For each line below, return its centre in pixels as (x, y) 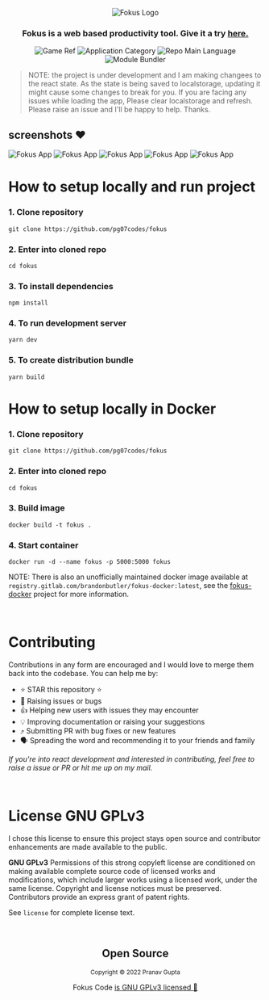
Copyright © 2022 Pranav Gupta (135, 972)
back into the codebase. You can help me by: (83, 674)
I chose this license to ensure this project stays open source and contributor (134, 838)
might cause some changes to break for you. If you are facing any (137, 92)
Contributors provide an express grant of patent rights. (99, 897)
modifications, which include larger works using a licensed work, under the (133, 880)
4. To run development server (68, 323)
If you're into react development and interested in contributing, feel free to (132, 759)
